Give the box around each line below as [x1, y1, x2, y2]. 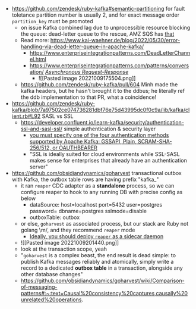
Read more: [20, 37, 49, 43]
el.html [29, 56, 46, 63]
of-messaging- [20, 283, 58, 291]
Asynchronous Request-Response [45, 68, 129, 75]
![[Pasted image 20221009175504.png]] [38, 74, 136, 82]
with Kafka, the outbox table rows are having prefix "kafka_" [11, 176, 159, 183]
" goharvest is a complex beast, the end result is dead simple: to [20, 252, 176, 258]
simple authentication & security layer [63, 125, 156, 132]
